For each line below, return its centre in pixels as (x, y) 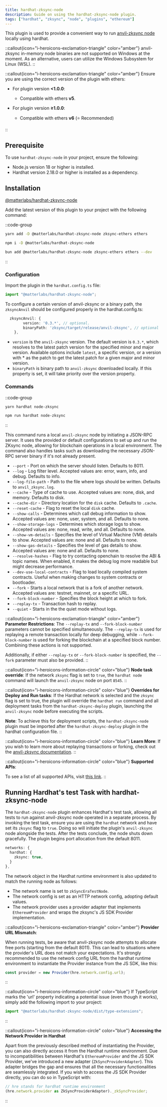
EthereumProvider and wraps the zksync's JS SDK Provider (73, 912)
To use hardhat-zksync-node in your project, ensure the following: (72, 157)
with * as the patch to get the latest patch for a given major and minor (83, 358)
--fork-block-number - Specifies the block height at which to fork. (80, 598)
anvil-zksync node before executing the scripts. (54, 712)
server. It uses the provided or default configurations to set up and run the (81, 440)
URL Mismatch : (21, 932)
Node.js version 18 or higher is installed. (53, 167)
